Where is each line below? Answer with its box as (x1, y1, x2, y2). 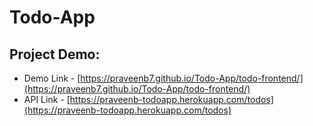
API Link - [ (23, 94, 71, 105)
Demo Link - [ (23, 72, 81, 84)
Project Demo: (9, 46, 101, 63)
